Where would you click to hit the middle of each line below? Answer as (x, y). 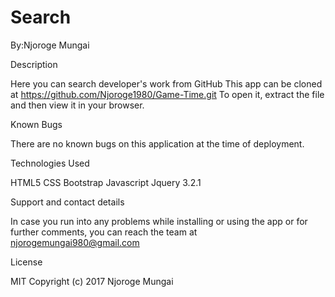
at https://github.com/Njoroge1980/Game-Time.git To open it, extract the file (167, 94)
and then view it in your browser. (77, 105)
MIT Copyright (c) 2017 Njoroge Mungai (92, 281)
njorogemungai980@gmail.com (75, 242)
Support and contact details (67, 202)
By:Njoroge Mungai (50, 45)
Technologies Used (50, 163)
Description (34, 64)
